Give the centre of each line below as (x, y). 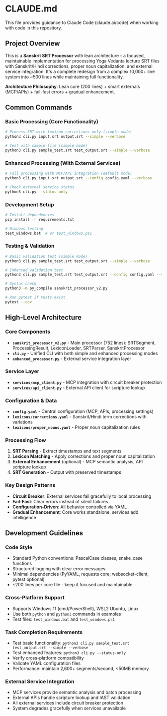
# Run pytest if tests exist (35, 298)
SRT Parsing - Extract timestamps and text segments (67, 451)
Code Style (19, 547)
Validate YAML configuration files (46, 663)
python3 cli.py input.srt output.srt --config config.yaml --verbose (79, 178)
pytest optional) (28, 579)
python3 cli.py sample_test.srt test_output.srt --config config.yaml (80, 275)
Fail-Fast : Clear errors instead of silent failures (60, 501)
